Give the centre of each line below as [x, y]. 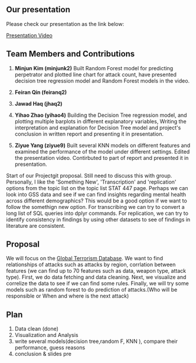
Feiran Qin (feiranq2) [41, 92]
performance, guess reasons [50, 348]
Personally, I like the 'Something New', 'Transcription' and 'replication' [91, 182]
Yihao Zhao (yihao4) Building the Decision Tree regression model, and [101, 115]
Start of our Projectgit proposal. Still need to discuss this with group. [89, 175]
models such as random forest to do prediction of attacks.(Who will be [92, 290]
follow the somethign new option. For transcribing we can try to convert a [95, 207]
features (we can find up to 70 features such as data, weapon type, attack [96, 271]
